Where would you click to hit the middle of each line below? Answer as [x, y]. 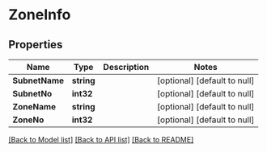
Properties [36, 45]
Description [126, 67]
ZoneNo [28, 120]
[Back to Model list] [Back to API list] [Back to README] [101, 140]
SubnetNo [32, 94]
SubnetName [38, 80]
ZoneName [34, 107]
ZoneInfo [40, 15]
